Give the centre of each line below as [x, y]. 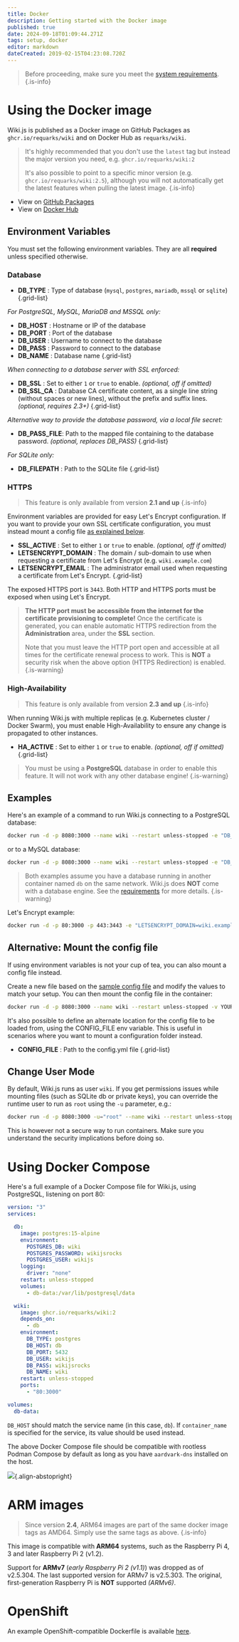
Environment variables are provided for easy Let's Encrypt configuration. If [117, 516]
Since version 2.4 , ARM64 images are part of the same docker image [127, 1525]
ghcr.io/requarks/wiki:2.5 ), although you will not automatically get [124, 180]
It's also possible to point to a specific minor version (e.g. [109, 172]
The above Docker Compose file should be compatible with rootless [107, 1446]
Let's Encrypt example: [41, 913]
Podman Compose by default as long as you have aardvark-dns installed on [118, 1454]
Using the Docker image [80, 110]
